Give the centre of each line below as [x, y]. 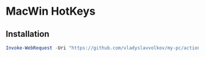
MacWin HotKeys [51, 11]
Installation [28, 34]
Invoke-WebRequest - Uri [36, 48]
